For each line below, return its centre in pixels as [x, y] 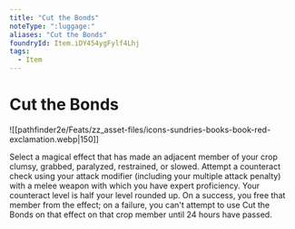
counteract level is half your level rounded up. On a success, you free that [147, 195]
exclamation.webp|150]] [54, 139]
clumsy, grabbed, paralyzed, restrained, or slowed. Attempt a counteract [145, 166]
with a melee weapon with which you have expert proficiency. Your [135, 186]
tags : [20, 52]
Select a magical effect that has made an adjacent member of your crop [144, 157]
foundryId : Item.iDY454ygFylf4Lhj [75, 43]
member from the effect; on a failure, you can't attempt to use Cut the [140, 205]
